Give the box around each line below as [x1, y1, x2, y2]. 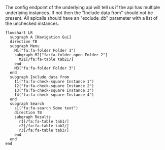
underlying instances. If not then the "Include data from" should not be [5, 10, 153, 16]
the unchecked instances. [5, 20, 59, 26]
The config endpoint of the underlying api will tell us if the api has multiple [5, 5, 160, 10]
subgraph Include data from [10, 74, 70, 80]
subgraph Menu [10, 44, 40, 49]
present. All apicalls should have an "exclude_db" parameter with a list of [5, 15, 158, 21]
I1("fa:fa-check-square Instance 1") [14, 79, 94, 84]
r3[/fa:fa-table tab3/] [18, 128, 70, 133]
